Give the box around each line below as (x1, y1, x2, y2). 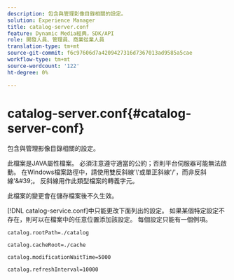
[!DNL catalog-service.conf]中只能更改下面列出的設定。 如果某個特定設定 (7, 206, 219, 215)
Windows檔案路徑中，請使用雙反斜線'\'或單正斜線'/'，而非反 (27, 168, 201, 176)
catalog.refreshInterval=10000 (7, 266, 99, 274)
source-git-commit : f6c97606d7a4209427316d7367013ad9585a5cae (7, 50, 193, 57)
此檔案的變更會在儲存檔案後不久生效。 (7, 192, 118, 200)
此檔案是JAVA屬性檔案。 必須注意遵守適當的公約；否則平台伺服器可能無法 (7, 159, 221, 168)
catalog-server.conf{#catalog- (7, 105, 192, 121)
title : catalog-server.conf (7, 23, 90, 30)
